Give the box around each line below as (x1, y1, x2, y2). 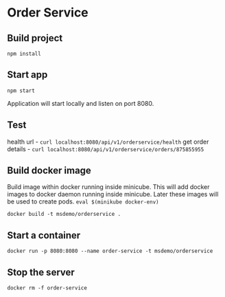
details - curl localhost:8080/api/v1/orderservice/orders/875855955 (7, 144, 204, 153)
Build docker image (7, 165, 91, 177)
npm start (7, 87, 36, 94)
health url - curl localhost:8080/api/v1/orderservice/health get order (7, 137, 209, 146)
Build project (7, 32, 63, 44)
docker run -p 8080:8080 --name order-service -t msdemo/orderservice (7, 247, 213, 255)
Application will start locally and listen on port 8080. (7, 99, 154, 107)
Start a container (7, 229, 81, 241)
